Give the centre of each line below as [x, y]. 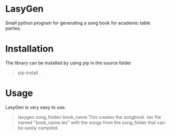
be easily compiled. [38, 128]
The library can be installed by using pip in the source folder [68, 63]
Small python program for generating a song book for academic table [78, 23]
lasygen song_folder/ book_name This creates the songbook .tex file [89, 117]
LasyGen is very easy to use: [36, 107]
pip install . [29, 73]
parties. [13, 28]
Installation [30, 49]
